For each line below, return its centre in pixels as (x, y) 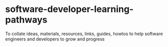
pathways (26, 20)
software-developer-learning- (69, 9)
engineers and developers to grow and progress (55, 39)
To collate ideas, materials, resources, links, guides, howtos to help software (84, 33)
